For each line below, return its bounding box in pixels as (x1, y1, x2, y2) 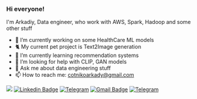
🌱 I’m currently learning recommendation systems (14, 52, 139, 59)
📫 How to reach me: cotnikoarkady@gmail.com (14, 71, 134, 79)
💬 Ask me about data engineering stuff (14, 65, 111, 72)
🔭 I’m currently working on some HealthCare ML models (14, 37, 154, 44)
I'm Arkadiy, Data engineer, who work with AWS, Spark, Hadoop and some (6, 19, 191, 26)
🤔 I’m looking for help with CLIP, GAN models (14, 58, 127, 65)
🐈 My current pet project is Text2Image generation (14, 43, 142, 50)
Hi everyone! (6, 5, 45, 13)
